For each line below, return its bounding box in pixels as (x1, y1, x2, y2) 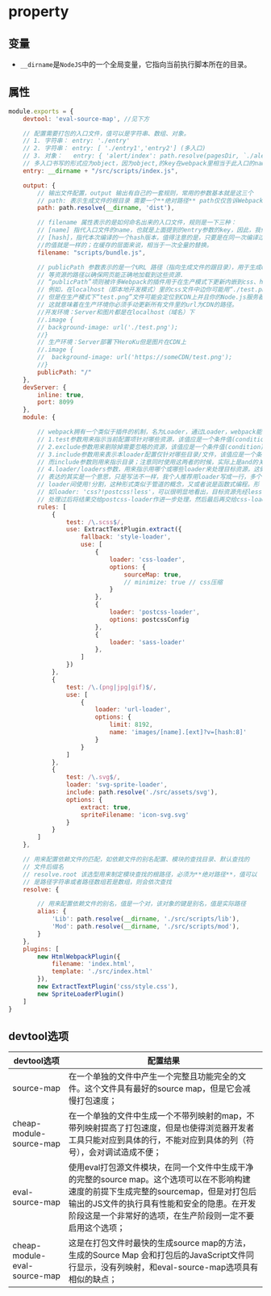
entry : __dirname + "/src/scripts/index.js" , (23, 166, 179, 175)
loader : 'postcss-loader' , (109, 608, 200, 616)
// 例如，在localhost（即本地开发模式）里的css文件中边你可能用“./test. (37, 286, 259, 294)
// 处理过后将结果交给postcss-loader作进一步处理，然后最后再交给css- (37, 495, 252, 503)
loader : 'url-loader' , (94, 706, 172, 714)
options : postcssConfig (109, 615, 190, 623)
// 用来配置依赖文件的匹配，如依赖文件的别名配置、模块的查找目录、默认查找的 (23, 855, 250, 864)
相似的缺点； (68, 1274, 118, 1286)
